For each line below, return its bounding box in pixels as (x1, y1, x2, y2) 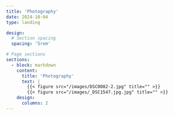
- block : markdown (11, 62, 57, 68)
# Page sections (6, 51, 46, 57)
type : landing (6, 19, 41, 25)
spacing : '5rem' (11, 41, 51, 47)
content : (16, 68, 38, 74)
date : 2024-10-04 (6, 14, 48, 20)
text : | (21, 78, 41, 85)
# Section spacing (11, 36, 57, 41)
